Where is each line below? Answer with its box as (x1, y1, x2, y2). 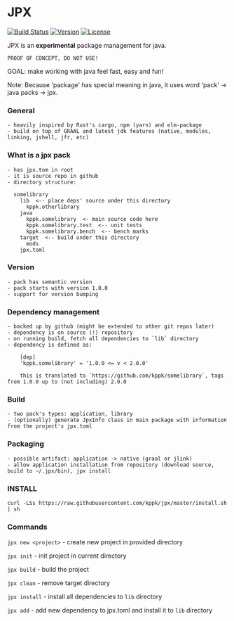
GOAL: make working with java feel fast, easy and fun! (7, 67, 164, 75)
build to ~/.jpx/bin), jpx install (7, 467, 111, 475)
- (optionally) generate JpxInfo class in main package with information (7, 416, 228, 424)
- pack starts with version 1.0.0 (7, 284, 109, 292)
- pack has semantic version (7, 279, 92, 286)
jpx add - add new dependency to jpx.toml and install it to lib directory (7, 606, 213, 615)
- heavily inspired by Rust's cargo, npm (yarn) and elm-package (7, 122, 202, 129)
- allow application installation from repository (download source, (7, 461, 215, 468)
